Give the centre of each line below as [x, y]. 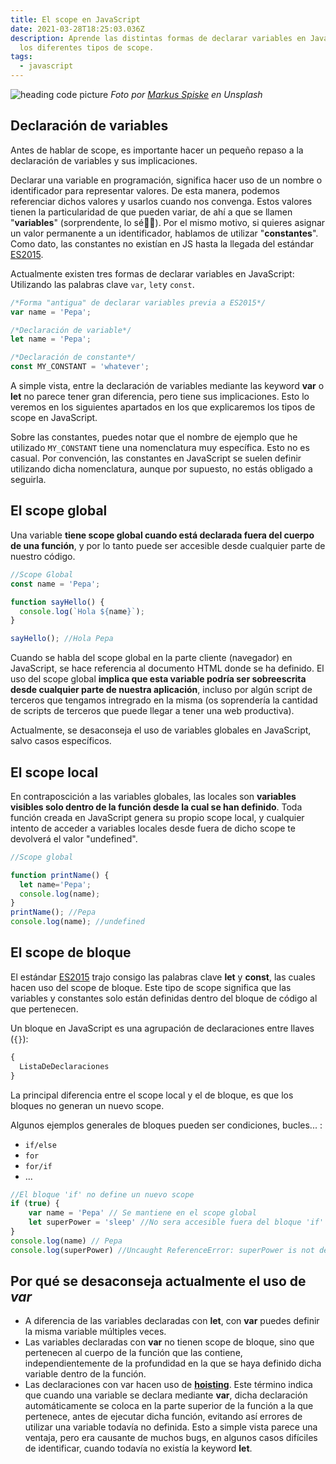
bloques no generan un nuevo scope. [87, 1105]
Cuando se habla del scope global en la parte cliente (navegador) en [151, 658]
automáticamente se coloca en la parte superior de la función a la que [169, 1406]
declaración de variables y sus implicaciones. [104, 160]
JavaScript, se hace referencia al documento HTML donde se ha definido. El [167, 668]
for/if [38, 1166]
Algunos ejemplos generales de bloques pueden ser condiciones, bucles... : [166, 1125]
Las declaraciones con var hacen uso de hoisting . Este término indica [168, 1385]
